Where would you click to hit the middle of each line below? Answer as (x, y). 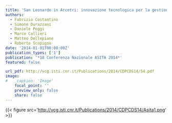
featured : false (23, 62)
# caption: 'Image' (29, 81)
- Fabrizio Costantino (34, 19)
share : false (28, 95)
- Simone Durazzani (31, 24)
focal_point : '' (32, 86)
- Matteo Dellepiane (32, 39)
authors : (15, 15)
